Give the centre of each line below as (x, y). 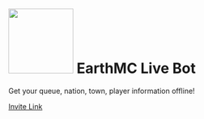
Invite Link (25, 106)
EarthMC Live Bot (136, 68)
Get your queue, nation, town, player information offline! (102, 91)
